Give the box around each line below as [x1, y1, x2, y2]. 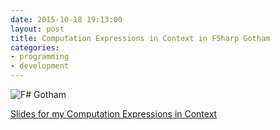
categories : [10, 42, 60, 53]
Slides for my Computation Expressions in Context [10, 108, 218, 120]
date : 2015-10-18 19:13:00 [10, 14, 123, 25]
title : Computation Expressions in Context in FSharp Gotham [10, 33, 271, 43]
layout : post [10, 24, 65, 34]
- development [10, 61, 70, 71]
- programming [10, 52, 70, 62]
